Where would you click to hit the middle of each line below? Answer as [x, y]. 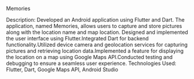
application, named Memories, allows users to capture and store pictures [94, 26]
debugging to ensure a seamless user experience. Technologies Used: [91, 63]
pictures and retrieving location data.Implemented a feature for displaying [95, 51]
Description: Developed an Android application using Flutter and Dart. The [95, 20]
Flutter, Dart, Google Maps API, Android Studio [62, 69]
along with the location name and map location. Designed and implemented [97, 32]
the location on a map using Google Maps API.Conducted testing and [89, 57]
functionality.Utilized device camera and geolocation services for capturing [97, 44]
